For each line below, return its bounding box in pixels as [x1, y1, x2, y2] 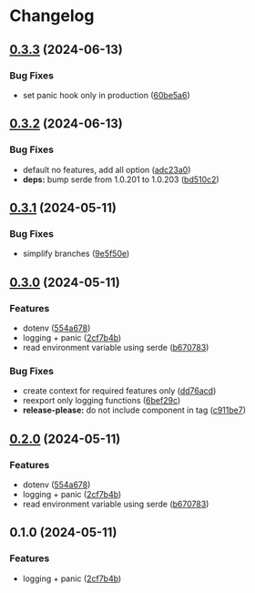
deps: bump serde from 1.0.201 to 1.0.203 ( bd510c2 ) [22, 174, 220, 185]
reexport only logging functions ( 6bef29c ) [22, 395, 181, 406]
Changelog [9, 5, 95, 26]
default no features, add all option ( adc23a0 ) [22, 164, 191, 175]
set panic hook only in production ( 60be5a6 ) [22, 89, 191, 100]
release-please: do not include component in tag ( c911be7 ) [22, 404, 247, 415]
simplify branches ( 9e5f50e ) [22, 248, 130, 260]
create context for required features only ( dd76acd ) [22, 385, 217, 396]
